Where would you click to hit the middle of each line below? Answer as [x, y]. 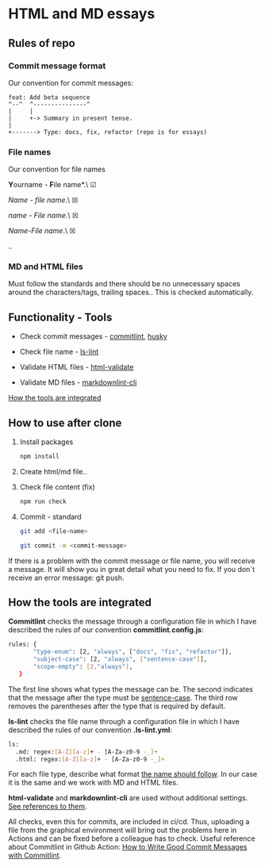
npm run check [43, 501]
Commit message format [57, 66]
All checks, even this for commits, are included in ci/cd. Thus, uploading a [129, 822]
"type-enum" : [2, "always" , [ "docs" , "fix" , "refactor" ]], [132, 652]
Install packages [46, 442]
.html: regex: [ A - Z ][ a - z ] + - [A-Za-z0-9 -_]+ [90, 759]
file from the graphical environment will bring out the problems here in [123, 831]
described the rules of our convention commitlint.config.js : [106, 630]
